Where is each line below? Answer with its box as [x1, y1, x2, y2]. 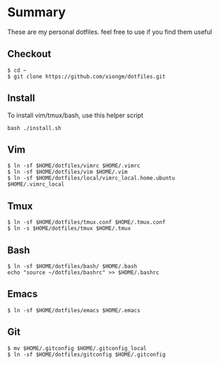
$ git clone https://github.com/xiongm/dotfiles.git [7, 73, 166, 80]
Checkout [7, 48, 52, 60]
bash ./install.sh [7, 124, 61, 131]
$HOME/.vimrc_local [7, 181, 65, 188]
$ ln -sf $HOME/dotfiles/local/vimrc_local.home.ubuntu [7, 174, 175, 182]
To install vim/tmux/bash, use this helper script [7, 111, 143, 119]
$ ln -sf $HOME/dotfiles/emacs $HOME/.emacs [7, 306, 141, 314]
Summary [7, 4, 66, 20]
